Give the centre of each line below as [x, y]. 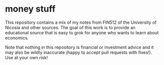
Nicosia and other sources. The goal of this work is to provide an [70, 27]
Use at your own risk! [26, 57]
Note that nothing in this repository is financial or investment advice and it [80, 47]
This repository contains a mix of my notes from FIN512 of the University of [81, 22]
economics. [17, 38]
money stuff [30, 9]
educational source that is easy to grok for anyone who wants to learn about [82, 32]
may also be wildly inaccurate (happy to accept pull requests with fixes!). [79, 52]
